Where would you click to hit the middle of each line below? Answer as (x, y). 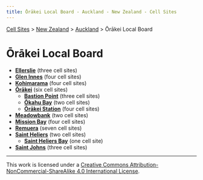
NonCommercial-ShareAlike (41, 171)
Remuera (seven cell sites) (48, 128)
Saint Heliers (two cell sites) (50, 134)
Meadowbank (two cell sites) (52, 115)
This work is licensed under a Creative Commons (67, 164)
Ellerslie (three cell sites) (46, 70)
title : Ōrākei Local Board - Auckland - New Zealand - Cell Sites (92, 12)
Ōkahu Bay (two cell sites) (57, 102)
